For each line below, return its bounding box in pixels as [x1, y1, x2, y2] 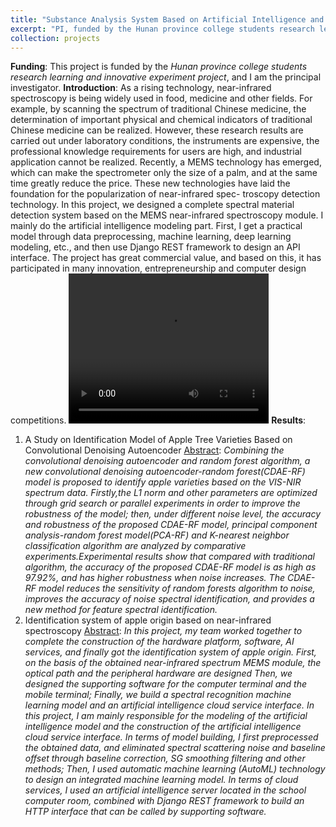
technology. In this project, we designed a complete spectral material [10, 199, 295, 211]
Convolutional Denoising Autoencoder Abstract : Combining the [24, 444, 285, 456]
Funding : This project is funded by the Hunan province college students [10, 61, 308, 73]
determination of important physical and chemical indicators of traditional [10, 114, 313, 126]
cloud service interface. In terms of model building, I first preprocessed [24, 731, 319, 743]
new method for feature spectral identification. [24, 604, 218, 616]
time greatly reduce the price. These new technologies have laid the [10, 177, 291, 190]
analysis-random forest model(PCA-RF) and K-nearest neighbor [24, 529, 290, 541]
